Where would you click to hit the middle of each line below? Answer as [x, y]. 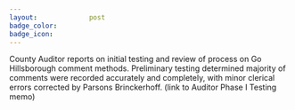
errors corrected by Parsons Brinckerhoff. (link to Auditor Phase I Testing [143, 87]
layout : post [57, 17]
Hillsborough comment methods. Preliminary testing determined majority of [148, 68]
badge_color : [33, 26]
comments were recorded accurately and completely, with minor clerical [142, 78]
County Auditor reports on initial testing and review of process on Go [135, 59]
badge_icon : [31, 34]
